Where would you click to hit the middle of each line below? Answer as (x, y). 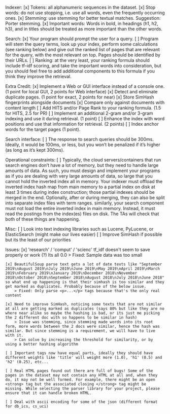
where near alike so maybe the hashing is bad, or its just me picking (82, 313)
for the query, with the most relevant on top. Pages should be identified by (83, 55)
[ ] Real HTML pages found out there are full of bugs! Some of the (79, 371)
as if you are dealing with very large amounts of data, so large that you (79, 176)
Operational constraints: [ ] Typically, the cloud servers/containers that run (83, 160)
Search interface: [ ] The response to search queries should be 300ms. (79, 139)
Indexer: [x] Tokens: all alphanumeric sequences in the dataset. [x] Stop (80, 7)
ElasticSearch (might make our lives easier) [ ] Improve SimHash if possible (84, 234)
